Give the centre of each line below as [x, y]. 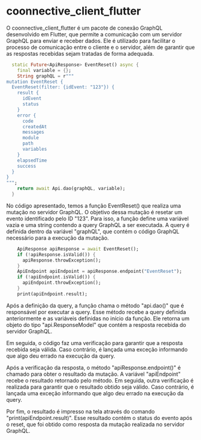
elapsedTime [32, 160]
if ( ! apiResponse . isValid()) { [56, 254]
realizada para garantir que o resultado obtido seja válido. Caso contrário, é [100, 387]
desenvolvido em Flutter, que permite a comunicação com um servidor [94, 34]
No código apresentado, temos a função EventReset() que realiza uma [94, 205]
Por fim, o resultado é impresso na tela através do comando [81, 411]
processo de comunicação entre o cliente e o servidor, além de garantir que [101, 47]
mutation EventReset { [35, 82]
